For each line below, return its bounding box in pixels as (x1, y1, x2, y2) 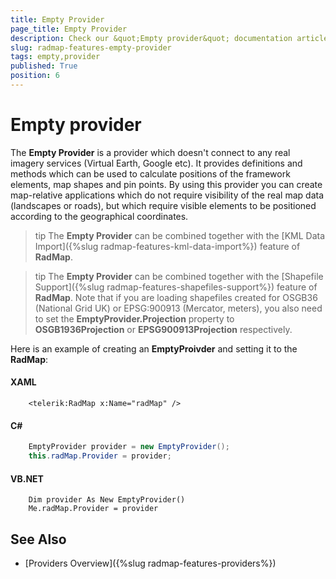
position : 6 (10, 71, 60, 81)
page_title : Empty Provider (10, 24, 128, 34)
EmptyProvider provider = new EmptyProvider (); (28, 442, 230, 452)
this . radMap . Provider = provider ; (28, 451, 172, 461)
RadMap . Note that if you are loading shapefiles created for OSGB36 (34, 291, 318, 303)
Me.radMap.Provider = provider (28, 504, 159, 514)
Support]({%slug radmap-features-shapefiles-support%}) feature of (34, 281, 318, 293)
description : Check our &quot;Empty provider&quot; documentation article (10, 33, 329, 43)
